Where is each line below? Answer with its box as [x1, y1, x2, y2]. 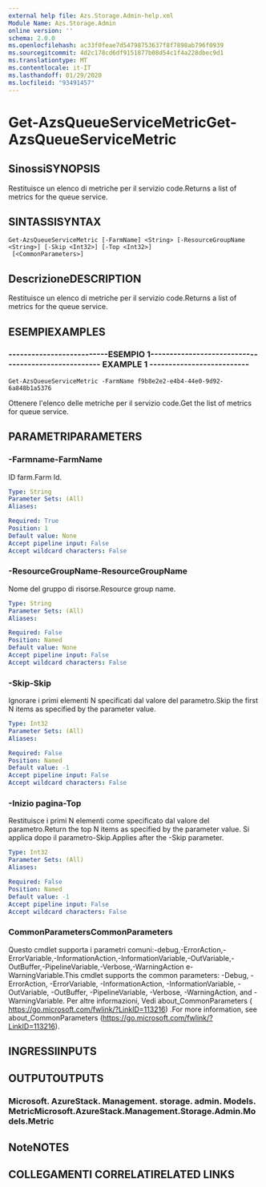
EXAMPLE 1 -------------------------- [102, 359, 250, 370]
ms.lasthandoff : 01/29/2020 [8, 71, 103, 79]
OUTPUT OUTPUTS [8, 1072, 104, 1085]
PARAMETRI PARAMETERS [8, 430, 143, 444]
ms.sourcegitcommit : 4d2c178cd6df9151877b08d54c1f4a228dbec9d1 [8, 49, 224, 57]
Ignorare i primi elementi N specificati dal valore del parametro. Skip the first [8, 696, 259, 706]
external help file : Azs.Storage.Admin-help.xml [8, 11, 174, 20]
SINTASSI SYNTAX [8, 215, 102, 228]
